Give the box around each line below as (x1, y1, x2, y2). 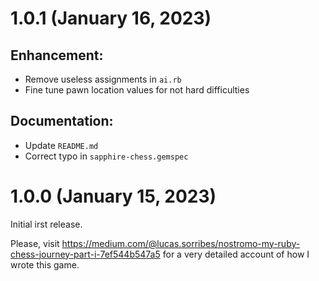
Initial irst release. (10, 218, 83, 230)
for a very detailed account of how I (162, 248, 310, 260)
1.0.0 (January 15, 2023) (10, 185, 217, 207)
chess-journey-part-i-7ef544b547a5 (10, 248, 161, 260)
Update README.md (24, 139, 99, 151)
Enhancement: (10, 47, 104, 64)
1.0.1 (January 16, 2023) (10, 7, 212, 30)
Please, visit (10, 237, 60, 249)
